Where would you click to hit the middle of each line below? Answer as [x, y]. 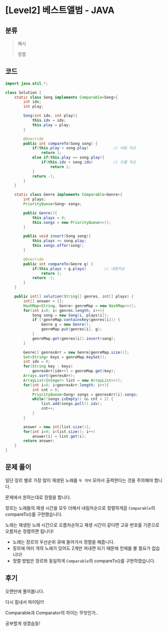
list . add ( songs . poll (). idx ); [71, 404]
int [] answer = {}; [44, 301]
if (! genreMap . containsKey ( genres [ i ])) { [76, 320]
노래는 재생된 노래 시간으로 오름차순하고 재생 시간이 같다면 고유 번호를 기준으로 [82, 525]
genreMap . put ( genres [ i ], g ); [71, 329]
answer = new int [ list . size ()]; [57, 427]
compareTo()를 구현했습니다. [34, 514]
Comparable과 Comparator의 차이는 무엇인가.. [52, 612]
